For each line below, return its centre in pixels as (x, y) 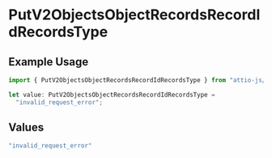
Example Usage (49, 62)
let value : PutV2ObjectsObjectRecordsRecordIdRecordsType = (112, 94)
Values (26, 128)
